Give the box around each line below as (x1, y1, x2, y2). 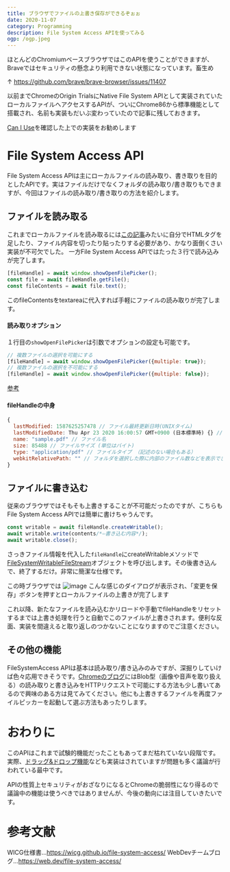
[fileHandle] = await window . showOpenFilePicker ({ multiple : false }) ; (7, 371, 210, 378)
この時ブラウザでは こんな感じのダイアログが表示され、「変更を (7, 582, 212, 590)
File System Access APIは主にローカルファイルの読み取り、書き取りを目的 (7, 172, 218, 180)
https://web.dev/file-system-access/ (18, 856, 122, 865)
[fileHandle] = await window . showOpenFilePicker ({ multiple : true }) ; (7, 358, 207, 365)
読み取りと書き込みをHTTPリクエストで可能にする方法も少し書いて (25, 680, 215, 689)
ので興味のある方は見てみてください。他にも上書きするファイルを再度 (12, 689, 211, 698)
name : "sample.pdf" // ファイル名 (13, 436, 107, 443)
